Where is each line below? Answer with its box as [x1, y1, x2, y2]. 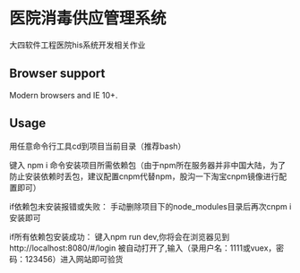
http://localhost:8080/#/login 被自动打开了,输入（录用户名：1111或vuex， [9, 243, 277, 253]
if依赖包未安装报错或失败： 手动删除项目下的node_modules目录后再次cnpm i [9, 200, 292, 211]
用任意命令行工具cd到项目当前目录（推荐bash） [9, 141, 186, 151]
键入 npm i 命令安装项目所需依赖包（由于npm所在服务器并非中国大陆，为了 [9, 159, 287, 170]
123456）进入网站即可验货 [24, 253, 124, 264]
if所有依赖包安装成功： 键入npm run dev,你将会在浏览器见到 [9, 231, 230, 242]
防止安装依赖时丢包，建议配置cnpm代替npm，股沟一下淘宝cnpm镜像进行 [9, 171, 279, 182]
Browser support [9, 66, 106, 81]
